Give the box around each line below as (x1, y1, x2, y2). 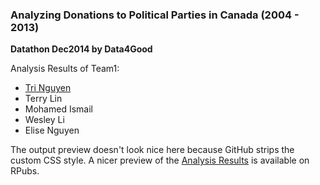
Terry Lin (24, 93, 63, 105)
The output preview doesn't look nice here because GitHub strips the (10, 144, 295, 156)
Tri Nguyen (24, 82, 72, 94)
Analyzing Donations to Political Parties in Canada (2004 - (10, 8, 300, 22)
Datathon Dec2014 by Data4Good (10, 43, 153, 55)
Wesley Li (24, 114, 65, 126)
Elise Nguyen (24, 124, 80, 137)
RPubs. (10, 165, 40, 177)
